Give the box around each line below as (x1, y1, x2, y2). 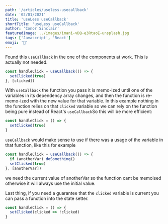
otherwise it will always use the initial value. (5, 180, 96, 186)
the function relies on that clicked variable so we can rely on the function (5, 103, 157, 109)
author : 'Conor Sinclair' (5, 26, 59, 31)
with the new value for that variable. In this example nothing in (30, 98, 159, 104)
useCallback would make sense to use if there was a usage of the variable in (5, 137, 163, 143)
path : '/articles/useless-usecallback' (5, 7, 89, 13)
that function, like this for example (5, 142, 76, 148)
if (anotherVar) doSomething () (10, 156, 75, 161)
